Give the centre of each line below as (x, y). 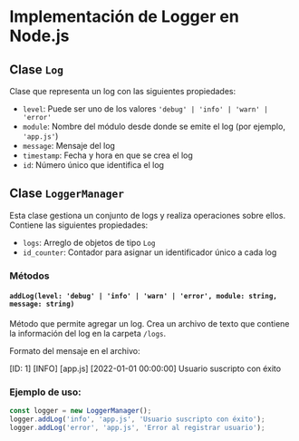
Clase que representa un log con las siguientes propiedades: (123, 91)
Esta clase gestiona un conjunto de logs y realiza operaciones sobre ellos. (148, 215)
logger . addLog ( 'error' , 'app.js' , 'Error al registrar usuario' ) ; (137, 427)
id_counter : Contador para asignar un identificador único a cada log (149, 252)
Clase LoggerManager (67, 194)
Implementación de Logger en (125, 17)
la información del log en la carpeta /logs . (88, 333)
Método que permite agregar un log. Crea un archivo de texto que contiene (149, 323)
